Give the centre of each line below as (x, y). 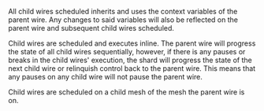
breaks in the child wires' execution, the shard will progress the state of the (130, 60)
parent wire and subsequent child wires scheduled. (91, 28)
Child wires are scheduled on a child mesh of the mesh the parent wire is (126, 92)
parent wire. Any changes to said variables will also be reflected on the (123, 20)
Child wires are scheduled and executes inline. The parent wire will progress (132, 43)
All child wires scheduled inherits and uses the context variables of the (123, 11)
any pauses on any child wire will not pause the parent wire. (106, 77)
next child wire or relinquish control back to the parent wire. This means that (132, 68)
